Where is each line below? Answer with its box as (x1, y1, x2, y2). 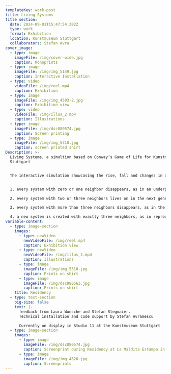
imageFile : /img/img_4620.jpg (23, 356, 88, 361)
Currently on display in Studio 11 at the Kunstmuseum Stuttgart (18, 323, 160, 328)
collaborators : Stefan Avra (10, 41, 70, 46)
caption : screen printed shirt (14, 145, 81, 151)
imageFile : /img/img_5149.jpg (14, 69, 79, 74)
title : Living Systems (5, 12, 53, 17)
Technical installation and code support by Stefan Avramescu (18, 314, 154, 319)
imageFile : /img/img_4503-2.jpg (14, 97, 83, 103)
